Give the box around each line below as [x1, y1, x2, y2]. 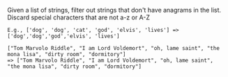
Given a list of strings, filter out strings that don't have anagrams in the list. [7, 6, 222, 14]
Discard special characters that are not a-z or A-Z [7, 13, 151, 22]
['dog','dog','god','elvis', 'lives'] [7, 33, 120, 40]
